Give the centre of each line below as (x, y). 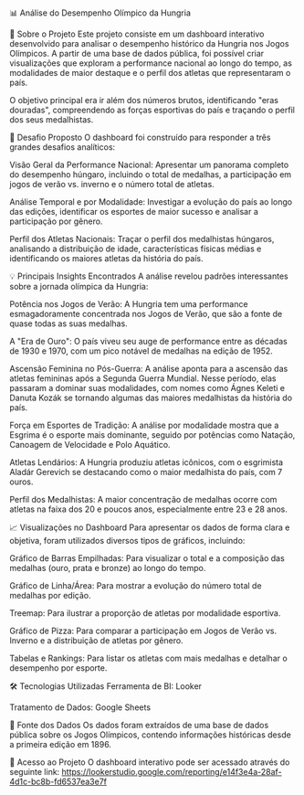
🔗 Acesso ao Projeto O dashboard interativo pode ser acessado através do (150, 762)
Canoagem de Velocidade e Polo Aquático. (90, 445)
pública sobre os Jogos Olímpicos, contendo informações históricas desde (151, 735)
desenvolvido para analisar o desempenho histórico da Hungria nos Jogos (149, 43)
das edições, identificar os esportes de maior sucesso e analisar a (134, 212)
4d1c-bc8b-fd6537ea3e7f (58, 781)
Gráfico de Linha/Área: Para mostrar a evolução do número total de (136, 586)
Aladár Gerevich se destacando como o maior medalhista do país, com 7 (146, 472)
